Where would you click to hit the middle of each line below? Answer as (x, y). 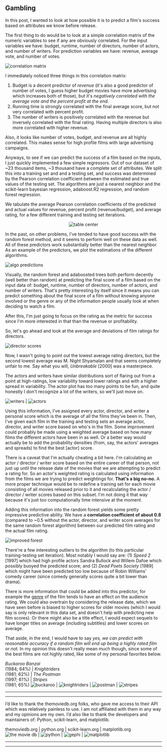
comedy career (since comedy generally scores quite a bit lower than (76, 576)
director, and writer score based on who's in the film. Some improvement (80, 427)
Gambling (21, 8)
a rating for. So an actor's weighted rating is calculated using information (80, 473)
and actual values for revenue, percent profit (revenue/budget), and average (83, 209)
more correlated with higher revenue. (50, 127)
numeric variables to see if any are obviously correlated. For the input (76, 40)
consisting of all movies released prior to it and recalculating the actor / (78, 489)
